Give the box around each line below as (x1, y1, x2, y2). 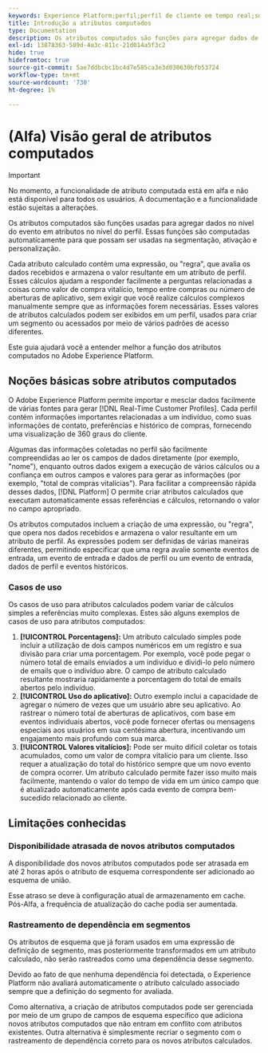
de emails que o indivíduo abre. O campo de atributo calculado (19, 666, 227, 676)
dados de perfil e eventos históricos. (8, 562, 129, 571)
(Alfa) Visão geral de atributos (8, 127, 212, 145)
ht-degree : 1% (8, 85, 56, 94)
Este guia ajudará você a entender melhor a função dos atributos (8, 342, 222, 352)
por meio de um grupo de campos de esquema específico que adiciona (8, 1011, 243, 1020)
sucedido (19, 793, 51, 803)
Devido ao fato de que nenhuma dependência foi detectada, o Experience (8, 970, 251, 980)
